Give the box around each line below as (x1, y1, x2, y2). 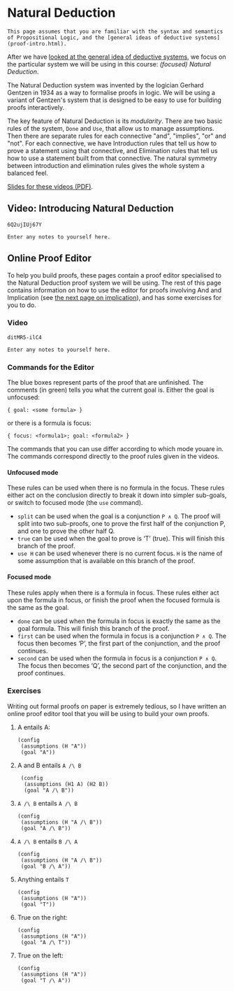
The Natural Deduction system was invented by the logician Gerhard (7, 80, 204, 89)
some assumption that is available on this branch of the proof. (17, 557, 196, 565)
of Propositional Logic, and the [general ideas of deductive (7, 34, 192, 41)
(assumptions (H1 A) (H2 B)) (24, 780, 109, 787)
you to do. (7, 301, 36, 309)
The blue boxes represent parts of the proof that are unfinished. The (7, 378, 204, 387)
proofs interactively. (7, 103, 65, 111)
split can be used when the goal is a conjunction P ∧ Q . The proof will (17, 512, 221, 520)
